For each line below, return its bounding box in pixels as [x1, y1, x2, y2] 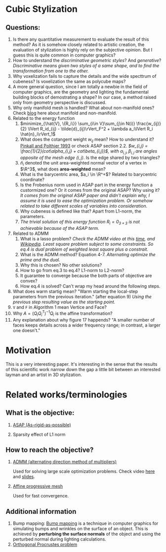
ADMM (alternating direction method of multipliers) [12, 459, 117, 465]
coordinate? [20, 177, 45, 183]
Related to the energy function [12, 115, 75, 121]
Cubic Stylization [5, 3, 78, 15]
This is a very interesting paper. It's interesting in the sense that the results [5, 361, 158, 367]
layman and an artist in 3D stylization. [5, 372, 82, 378]
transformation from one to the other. [12, 68, 89, 74]
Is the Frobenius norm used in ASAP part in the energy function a [20, 182, 153, 188]
